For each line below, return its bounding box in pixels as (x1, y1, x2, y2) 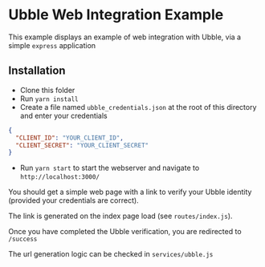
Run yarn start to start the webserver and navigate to (19, 163, 200, 173)
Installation (8, 64, 66, 78)
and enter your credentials (19, 111, 108, 120)
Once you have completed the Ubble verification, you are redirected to (8, 227, 243, 237)
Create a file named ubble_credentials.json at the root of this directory (19, 102, 257, 111)
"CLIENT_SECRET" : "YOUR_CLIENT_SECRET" (15, 141, 149, 149)
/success (8, 235, 38, 244)
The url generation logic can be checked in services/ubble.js (8, 249, 214, 259)
